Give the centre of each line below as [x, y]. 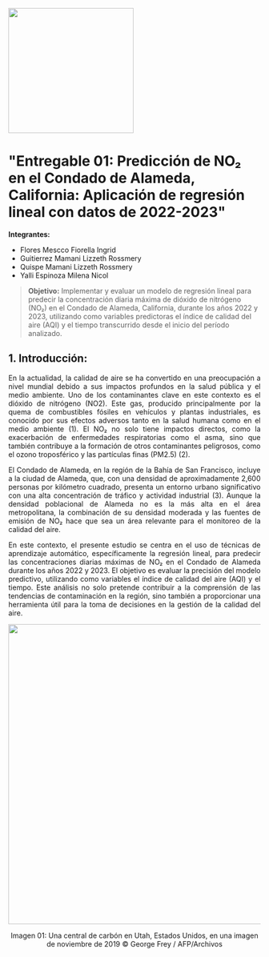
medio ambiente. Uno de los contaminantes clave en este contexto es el [134, 394]
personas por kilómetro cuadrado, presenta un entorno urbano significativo [134, 487]
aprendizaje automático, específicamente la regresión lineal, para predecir [134, 553]
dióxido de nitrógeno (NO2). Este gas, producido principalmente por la [134, 403]
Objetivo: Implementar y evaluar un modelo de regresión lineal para [140, 290]
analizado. [45, 333]
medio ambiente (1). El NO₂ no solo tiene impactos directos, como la [134, 429]
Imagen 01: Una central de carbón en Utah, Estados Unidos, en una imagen [134, 935]
